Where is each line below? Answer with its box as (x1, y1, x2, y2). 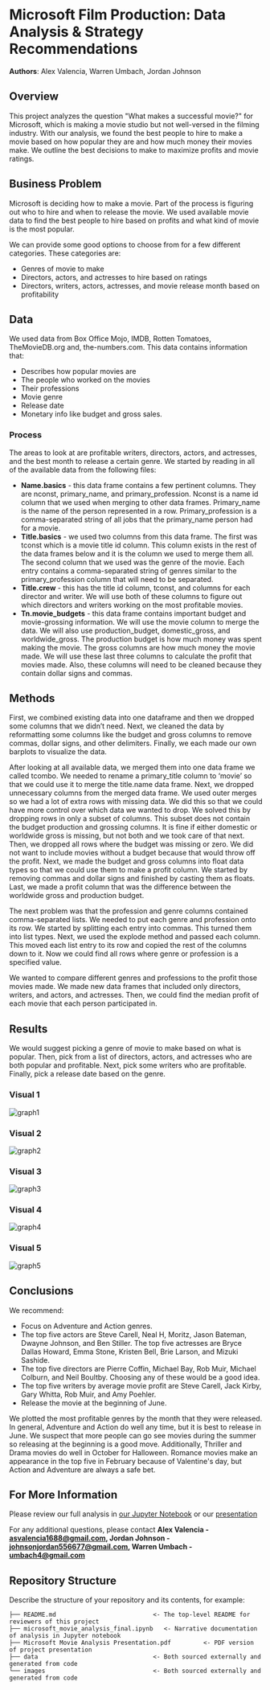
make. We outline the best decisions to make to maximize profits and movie (9, 145, 260, 154)
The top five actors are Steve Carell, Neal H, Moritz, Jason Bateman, (20, 1329, 247, 1339)
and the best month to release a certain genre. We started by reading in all (9, 456, 256, 466)
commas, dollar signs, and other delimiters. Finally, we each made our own (9, 738, 256, 749)
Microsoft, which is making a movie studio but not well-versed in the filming (9, 119, 260, 129)
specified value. (9, 958, 63, 967)
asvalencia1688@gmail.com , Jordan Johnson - (9, 1533, 170, 1543)
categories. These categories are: (9, 248, 121, 258)
